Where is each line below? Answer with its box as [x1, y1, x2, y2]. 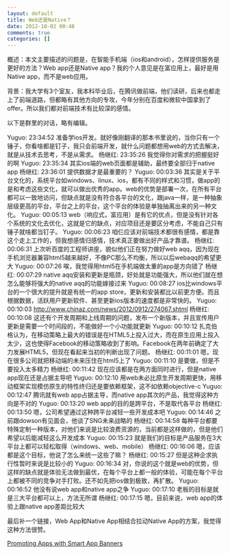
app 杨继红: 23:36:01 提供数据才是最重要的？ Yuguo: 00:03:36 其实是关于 [7, 168, 214, 176]
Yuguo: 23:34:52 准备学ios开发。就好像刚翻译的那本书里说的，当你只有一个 [7, 133, 220, 141]
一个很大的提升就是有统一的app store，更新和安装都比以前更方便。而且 [18, 288, 220, 296]
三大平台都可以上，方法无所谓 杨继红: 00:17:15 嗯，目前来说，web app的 [12, 494, 217, 502]
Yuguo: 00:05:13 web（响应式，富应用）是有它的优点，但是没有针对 [20, 211, 213, 219]
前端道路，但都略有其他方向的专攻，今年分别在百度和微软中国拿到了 [18, 95, 211, 104]
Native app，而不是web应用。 [7, 73, 92, 81]
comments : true [7, 29, 51, 36]
